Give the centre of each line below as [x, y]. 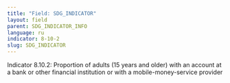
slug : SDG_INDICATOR [37, 45]
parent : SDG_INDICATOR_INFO [47, 26]
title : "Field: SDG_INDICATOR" [52, 13]
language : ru [26, 33]
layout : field [27, 20]
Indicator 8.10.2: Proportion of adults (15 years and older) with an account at [114, 65]
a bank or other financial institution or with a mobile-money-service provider [115, 72]
